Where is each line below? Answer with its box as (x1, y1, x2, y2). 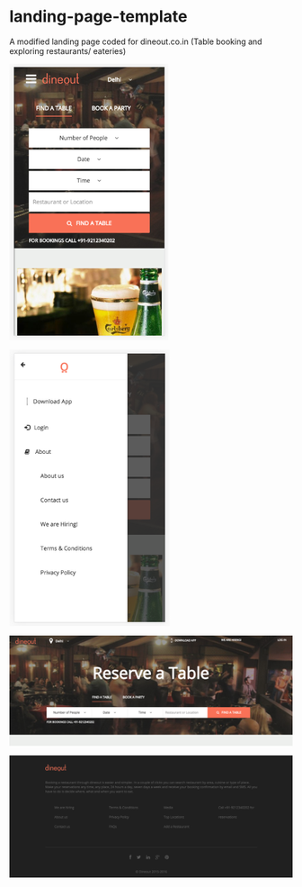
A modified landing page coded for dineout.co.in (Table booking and (9, 36, 262, 47)
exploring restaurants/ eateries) (9, 45, 127, 56)
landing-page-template (9, 6, 188, 27)
